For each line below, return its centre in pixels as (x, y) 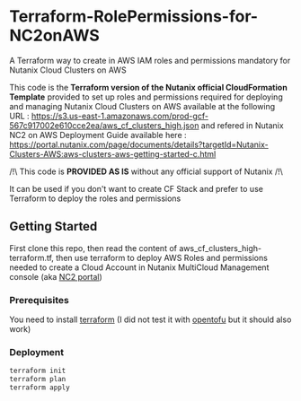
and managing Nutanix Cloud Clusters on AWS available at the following (142, 106)
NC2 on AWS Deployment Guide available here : (98, 135)
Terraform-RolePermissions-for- (134, 17)
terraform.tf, (31, 257)
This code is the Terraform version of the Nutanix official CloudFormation (148, 87)
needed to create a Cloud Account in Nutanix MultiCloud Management (139, 267)
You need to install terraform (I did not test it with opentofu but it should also (150, 319)
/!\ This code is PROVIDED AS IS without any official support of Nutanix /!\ (146, 171)
